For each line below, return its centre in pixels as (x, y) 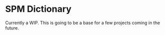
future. (12, 28)
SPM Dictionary (38, 9)
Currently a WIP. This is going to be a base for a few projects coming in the (83, 23)
